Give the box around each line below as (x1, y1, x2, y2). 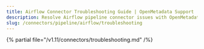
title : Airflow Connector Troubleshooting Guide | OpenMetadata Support (6, 8, 194, 15)
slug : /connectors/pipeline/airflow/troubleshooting (6, 20, 143, 26)
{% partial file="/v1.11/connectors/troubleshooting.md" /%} (6, 36, 154, 44)
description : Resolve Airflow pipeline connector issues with (6, 14, 167, 20)
